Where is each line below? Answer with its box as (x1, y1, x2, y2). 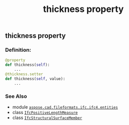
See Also (5, 93, 27, 100)
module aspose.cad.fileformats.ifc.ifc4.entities (12, 104, 118, 110)
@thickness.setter (5, 72, 43, 77)
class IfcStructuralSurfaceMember (12, 115, 82, 121)
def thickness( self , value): (5, 76, 65, 81)
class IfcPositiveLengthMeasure (12, 110, 78, 116)
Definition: (5, 46, 31, 53)
